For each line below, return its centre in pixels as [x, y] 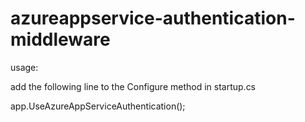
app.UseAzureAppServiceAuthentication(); [98, 106]
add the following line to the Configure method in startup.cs [133, 86]
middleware [60, 39]
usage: [24, 67]
